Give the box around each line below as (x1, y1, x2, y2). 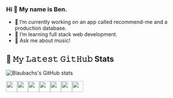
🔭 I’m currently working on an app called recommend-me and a (14, 19, 168, 26)
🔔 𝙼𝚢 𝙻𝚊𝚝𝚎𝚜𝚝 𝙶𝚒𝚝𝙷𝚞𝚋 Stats (6, 54, 114, 64)
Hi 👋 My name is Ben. (6, 5, 67, 13)
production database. (14, 24, 67, 32)
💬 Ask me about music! (14, 37, 70, 44)
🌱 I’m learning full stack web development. (14, 31, 118, 38)
